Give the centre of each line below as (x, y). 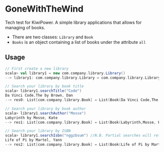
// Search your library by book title (44, 86)
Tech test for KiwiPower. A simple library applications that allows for (73, 22)
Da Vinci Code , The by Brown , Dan (39, 96)
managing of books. (25, 27)
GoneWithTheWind (44, 9)
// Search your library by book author (46, 109)
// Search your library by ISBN (38, 131)
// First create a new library (37, 68)
